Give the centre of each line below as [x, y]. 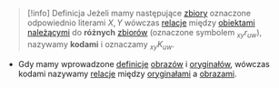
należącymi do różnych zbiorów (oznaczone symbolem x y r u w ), [144, 34]
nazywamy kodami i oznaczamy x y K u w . [101, 45]
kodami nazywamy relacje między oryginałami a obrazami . [128, 73]
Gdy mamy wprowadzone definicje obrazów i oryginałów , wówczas [144, 64]
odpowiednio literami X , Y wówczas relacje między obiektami [141, 23]
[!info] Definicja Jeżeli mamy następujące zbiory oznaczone [139, 13]
